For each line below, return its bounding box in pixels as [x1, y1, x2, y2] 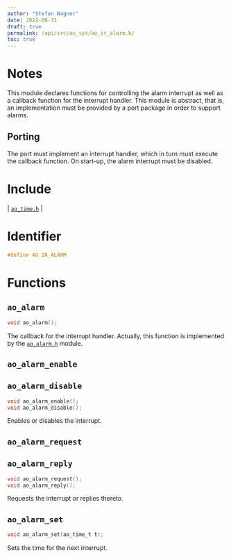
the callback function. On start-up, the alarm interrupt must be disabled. [7, 157, 213, 165]
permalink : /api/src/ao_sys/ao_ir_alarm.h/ [7, 29, 135, 37]
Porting [7, 131, 40, 143]
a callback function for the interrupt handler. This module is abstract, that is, [7, 97, 224, 105]
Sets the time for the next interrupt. [7, 544, 108, 552]
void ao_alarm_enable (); [7, 397, 79, 405]
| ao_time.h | [7, 204, 43, 212]
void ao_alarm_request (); [7, 475, 82, 483]
